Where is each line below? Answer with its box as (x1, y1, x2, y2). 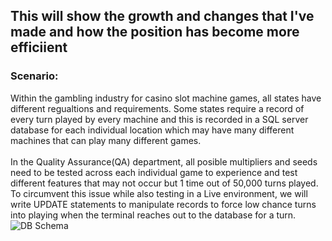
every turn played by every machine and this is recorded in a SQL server (10, 113, 309, 125)
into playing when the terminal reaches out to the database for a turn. (10, 209, 297, 221)
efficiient (10, 39, 68, 56)
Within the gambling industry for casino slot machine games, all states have (10, 92, 322, 104)
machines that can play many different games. (10, 134, 202, 146)
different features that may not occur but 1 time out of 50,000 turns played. (10, 177, 319, 189)
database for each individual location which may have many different (10, 124, 295, 136)
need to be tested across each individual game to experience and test (10, 166, 298, 178)
